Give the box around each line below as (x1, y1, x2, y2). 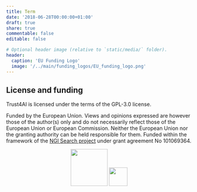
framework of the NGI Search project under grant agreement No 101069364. (6, 137, 192, 145)
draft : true (6, 19, 35, 25)
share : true (6, 25, 35, 31)
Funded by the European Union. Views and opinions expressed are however (6, 112, 191, 119)
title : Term (6, 8, 35, 15)
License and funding (6, 85, 84, 95)
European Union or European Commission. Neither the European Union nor (6, 125, 188, 132)
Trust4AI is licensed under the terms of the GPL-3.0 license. (6, 101, 152, 108)
